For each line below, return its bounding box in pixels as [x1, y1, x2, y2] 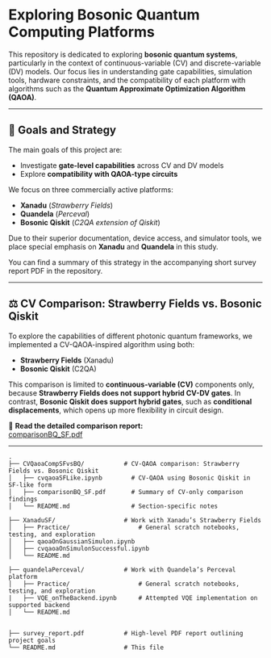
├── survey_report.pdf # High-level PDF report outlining [8, 629, 244, 637]
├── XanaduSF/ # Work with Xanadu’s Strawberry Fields [8, 516, 262, 524]
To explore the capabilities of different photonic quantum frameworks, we [8, 331, 252, 341]
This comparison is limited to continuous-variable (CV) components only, [8, 379, 255, 389]
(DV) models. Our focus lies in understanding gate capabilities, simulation [8, 66, 252, 76]
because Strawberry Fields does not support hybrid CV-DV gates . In [8, 388, 241, 397]
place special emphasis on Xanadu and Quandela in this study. [8, 241, 219, 251]
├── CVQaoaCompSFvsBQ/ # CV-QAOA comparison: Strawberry [8, 459, 240, 467]
